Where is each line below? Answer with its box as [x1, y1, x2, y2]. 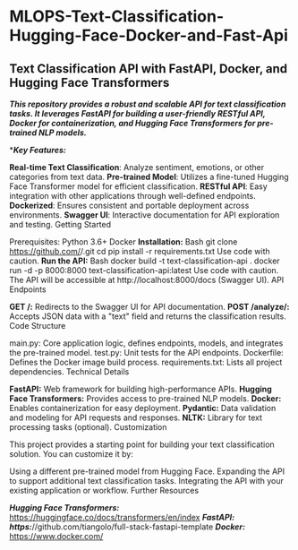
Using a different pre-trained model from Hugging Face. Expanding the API [9, 466, 285, 477]
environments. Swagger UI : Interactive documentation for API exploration [9, 210, 280, 220]
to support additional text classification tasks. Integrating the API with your [9, 476, 284, 486]
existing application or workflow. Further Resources [9, 486, 200, 495]
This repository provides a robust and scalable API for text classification [9, 99, 286, 109]
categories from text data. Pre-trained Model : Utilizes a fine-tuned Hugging [9, 172, 289, 182]
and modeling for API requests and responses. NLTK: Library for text [9, 412, 262, 423]
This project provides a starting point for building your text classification [9, 439, 275, 450]
